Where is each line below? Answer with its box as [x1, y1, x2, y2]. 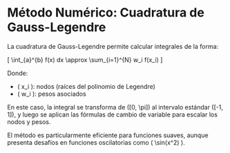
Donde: [7, 69, 28, 77]
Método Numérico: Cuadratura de [7, 5, 205, 21]
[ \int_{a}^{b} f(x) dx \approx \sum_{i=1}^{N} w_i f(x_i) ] [7, 55, 163, 63]
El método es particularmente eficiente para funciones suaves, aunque [7, 131, 209, 139]
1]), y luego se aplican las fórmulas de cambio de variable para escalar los [7, 110, 218, 119]
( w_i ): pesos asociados [17, 90, 86, 98]
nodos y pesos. [7, 117, 51, 125]
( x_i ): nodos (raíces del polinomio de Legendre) [17, 82, 155, 90]
